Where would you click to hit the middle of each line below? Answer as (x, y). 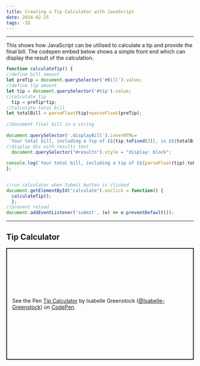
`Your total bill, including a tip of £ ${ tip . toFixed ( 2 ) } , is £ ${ (93, 141)
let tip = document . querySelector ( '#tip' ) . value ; (69, 91)
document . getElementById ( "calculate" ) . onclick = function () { (85, 190)
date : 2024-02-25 (28, 17)
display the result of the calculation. (50, 58)
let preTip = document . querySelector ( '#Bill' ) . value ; (74, 80)
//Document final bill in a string (50, 125)
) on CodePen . (58, 307)
